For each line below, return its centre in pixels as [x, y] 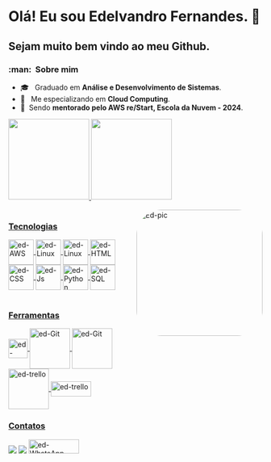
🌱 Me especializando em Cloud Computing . [95, 99]
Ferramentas [34, 316]
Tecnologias [33, 226]
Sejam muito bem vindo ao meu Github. [109, 46]
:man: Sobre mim [44, 69]
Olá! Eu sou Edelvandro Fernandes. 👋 [134, 17]
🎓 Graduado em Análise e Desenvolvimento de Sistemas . [121, 87]
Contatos [27, 426]
